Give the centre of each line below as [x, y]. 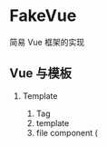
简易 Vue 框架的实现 [47, 42]
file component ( [67, 132]
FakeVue [43, 16]
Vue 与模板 [41, 73]
